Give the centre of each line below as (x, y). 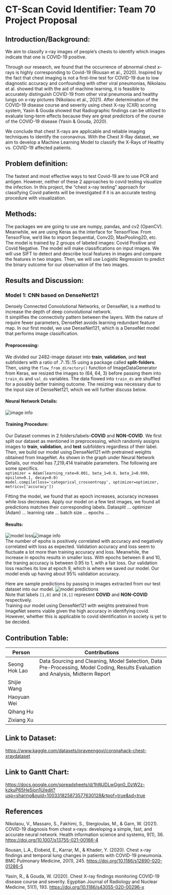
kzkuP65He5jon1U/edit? (30, 790)
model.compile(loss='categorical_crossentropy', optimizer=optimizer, (82, 482)
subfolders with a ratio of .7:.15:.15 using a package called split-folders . (81, 362)
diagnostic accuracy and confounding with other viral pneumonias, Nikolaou (86, 83)
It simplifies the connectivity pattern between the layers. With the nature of (84, 317)
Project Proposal (41, 20)
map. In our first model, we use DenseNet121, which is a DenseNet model (82, 328)
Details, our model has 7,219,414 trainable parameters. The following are (81, 463)
